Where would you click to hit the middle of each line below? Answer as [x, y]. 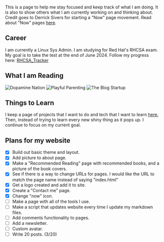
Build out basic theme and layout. [46, 152]
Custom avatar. [27, 229]
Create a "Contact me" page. [41, 190]
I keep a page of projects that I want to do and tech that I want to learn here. [82, 115]
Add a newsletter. [30, 223]
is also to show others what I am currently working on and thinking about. [79, 12]
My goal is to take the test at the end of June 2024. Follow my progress [77, 55]
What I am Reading [34, 76]
